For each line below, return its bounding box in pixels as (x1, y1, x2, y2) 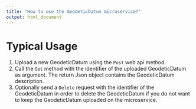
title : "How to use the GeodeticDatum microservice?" (6, 8, 142, 15)
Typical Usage (6, 39, 78, 53)
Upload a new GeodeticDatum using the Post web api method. (14, 59, 166, 66)
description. (14, 78, 44, 85)
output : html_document (6, 14, 62, 20)
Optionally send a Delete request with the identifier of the (14, 84, 155, 91)
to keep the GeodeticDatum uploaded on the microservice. (14, 97, 158, 104)
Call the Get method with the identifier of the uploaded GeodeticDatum (14, 65, 187, 72)
